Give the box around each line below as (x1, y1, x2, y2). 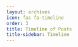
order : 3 (6, 20, 29, 26)
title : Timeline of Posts (6, 26, 72, 32)
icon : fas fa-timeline (6, 15, 64, 21)
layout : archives (6, 9, 51, 15)
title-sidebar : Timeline (6, 32, 69, 38)
